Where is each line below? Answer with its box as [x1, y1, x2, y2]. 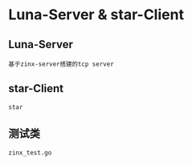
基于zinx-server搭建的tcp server [8, 60, 114, 68]
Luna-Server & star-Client [8, 6, 185, 24]
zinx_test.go [8, 148, 52, 157]
